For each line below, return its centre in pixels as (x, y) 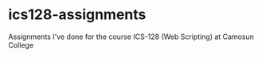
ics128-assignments (77, 15)
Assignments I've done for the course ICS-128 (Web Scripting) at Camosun (131, 37)
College (21, 44)
